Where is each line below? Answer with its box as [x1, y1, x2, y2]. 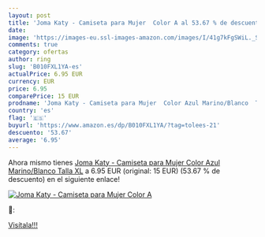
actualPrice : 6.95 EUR [8, 70, 83, 78]
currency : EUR [8, 77, 55, 85]
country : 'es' [8, 107, 55, 115]
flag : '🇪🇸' [8, 114, 47, 122]
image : [8, 33, 30, 42]
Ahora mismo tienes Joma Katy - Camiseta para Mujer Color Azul [8, 157, 221, 167]
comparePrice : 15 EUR [8, 92, 80, 100]
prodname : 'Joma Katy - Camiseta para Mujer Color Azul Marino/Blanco [8, 99, 248, 107]
